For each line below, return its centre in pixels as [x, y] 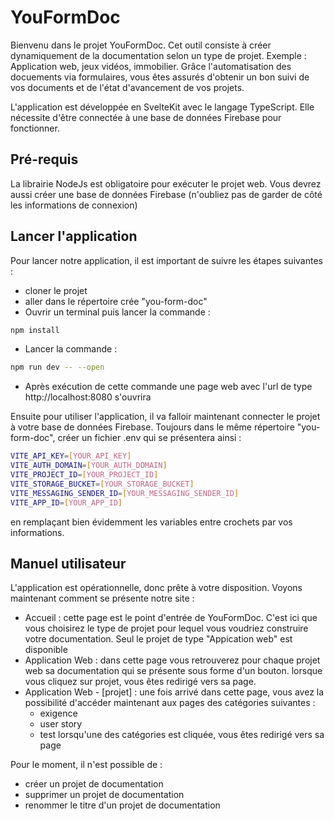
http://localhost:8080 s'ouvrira [88, 397]
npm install [35, 330]
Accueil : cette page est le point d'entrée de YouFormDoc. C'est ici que [171, 618]
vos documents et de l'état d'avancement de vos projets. [127, 87]
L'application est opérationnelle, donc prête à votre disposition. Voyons [156, 588]
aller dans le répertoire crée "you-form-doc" [116, 301]
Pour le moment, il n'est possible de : [86, 765]
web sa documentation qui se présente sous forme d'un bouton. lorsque [173, 671]
